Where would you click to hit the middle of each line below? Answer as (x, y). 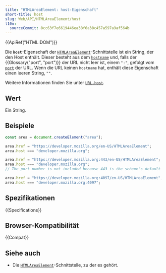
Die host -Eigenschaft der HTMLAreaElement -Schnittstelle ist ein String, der (80, 52)
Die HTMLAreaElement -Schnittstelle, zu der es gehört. (65, 265)
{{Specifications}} (24, 210)
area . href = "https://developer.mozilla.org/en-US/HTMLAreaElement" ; (79, 146)
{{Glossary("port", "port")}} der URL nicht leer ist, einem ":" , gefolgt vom (80, 63)
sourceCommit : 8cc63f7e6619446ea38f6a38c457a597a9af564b (70, 28)
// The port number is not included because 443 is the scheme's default (83, 169)
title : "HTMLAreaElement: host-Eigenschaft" (52, 10)
